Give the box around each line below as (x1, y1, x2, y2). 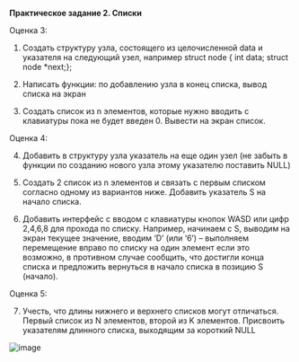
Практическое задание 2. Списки (9, 8, 142, 18)
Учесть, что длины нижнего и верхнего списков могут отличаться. (22, 305, 279, 316)
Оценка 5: (9, 288, 48, 299)
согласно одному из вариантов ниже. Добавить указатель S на (22, 187, 267, 197)
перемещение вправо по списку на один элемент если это (22, 243, 250, 252)
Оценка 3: (9, 25, 48, 35)
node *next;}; (22, 62, 73, 72)
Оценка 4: (9, 133, 48, 143)
